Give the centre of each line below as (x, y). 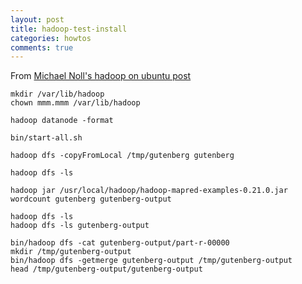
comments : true (42, 47)
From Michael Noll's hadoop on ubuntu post (101, 76)
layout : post (37, 19)
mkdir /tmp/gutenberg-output (71, 252)
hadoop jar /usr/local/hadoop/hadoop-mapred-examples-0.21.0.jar (149, 191)
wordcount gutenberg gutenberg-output (91, 199)
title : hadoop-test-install (69, 29)
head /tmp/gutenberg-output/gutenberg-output (106, 269)
